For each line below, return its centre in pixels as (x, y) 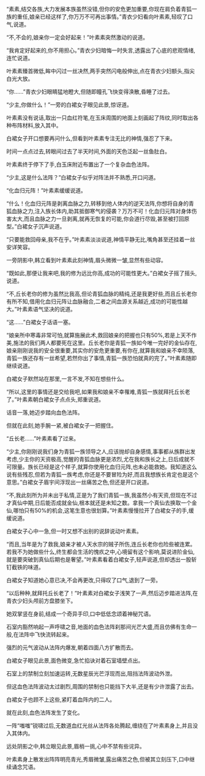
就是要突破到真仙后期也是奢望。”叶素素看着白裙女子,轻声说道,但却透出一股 (99, 559)
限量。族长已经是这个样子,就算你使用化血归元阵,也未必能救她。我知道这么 (104, 467)
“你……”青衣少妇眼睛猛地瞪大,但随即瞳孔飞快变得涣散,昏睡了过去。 (90, 92)
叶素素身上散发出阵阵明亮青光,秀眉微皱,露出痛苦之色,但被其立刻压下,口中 (98, 759)
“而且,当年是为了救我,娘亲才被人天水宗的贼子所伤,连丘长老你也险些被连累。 (101, 544)
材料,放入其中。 (42, 125)
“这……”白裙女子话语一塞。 (40, 322)
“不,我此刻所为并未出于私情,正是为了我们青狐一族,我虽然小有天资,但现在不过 (102, 495)
